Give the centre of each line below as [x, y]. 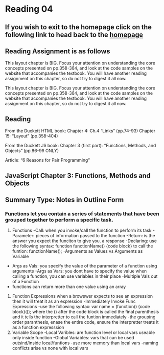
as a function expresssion [38, 327]
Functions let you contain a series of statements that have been [82, 214]
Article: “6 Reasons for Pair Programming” [47, 160]
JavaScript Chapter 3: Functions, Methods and [78, 175]
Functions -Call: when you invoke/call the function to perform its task [82, 230]
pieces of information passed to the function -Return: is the [95, 236]
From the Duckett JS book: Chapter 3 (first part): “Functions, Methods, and [81, 146]
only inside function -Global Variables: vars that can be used [73, 338]
